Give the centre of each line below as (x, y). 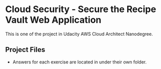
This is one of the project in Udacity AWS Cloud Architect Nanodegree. (79, 34)
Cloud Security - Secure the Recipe (81, 9)
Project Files (25, 50)
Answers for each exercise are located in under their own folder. (79, 62)
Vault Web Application (53, 20)
